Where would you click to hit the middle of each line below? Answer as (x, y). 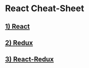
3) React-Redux (29, 59)
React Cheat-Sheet (45, 8)
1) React (18, 26)
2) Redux (19, 42)
